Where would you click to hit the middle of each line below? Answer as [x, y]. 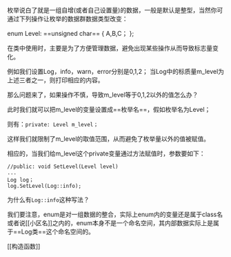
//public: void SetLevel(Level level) [63, 166]
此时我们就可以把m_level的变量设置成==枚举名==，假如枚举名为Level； [109, 110]
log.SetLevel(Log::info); [44, 186]
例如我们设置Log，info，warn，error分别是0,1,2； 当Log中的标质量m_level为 [116, 72]
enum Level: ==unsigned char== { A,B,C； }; [71, 34]
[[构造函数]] [24, 246]
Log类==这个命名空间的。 [58, 231]
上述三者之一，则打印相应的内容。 [56, 80]
